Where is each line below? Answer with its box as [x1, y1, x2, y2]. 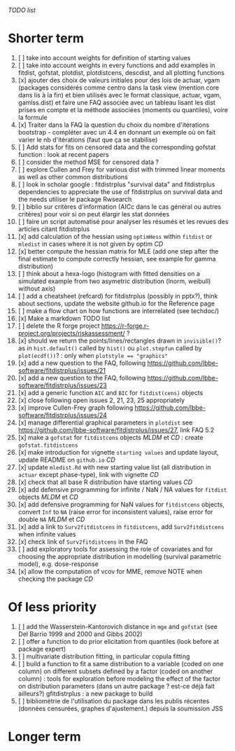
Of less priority [8, 599, 97, 615]
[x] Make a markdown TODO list [17, 314, 111, 322]
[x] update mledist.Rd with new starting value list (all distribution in [17, 462, 211, 471]
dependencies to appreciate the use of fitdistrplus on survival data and [17, 187, 223, 195]
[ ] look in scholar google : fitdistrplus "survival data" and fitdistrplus [17, 180, 215, 188]
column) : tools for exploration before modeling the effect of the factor [17, 674, 221, 682]
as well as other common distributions [17, 172, 129, 181]
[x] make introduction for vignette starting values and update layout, [17, 448, 219, 456]
